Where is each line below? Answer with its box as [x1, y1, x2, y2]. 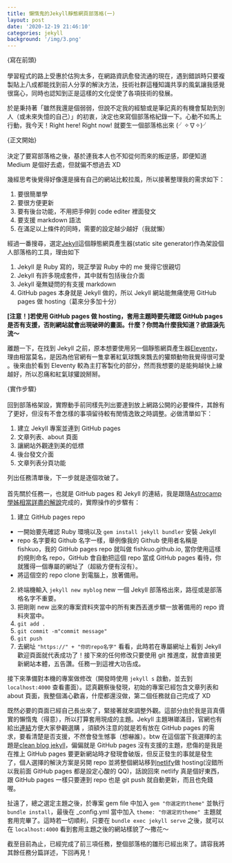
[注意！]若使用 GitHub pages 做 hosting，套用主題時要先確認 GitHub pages [7, 312, 223, 321]
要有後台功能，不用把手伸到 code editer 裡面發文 [17, 207, 157, 215]
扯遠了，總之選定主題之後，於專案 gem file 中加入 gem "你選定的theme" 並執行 [7, 799, 225, 808]
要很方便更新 [17, 199, 54, 207]
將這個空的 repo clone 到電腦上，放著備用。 [17, 571, 142, 579]
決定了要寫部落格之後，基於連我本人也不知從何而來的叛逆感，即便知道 [7, 152, 207, 160]
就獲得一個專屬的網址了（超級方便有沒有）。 [17, 562, 142, 571]
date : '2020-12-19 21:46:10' [7, 23, 91, 30]
